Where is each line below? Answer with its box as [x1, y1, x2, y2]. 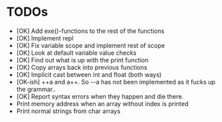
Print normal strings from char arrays [16, 107, 121, 115]
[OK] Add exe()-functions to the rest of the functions [16, 27, 165, 35]
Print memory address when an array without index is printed [16, 99, 189, 108]
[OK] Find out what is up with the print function [16, 56, 149, 64]
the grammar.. [16, 85, 56, 93]
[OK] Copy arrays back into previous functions [16, 63, 148, 71]
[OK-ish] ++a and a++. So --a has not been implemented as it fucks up [16, 77, 216, 86]
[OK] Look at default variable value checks [16, 49, 137, 57]
